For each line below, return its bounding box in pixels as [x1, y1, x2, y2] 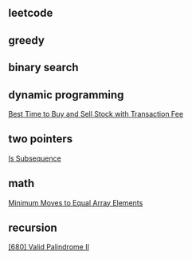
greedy [8, 34, 45, 47]
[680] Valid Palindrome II [8, 242, 90, 252]
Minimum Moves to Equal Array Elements [8, 197, 143, 207]
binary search [8, 61, 79, 74]
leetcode [8, 6, 53, 20]
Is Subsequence [8, 153, 61, 163]
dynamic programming [8, 88, 124, 102]
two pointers [8, 132, 73, 146]
